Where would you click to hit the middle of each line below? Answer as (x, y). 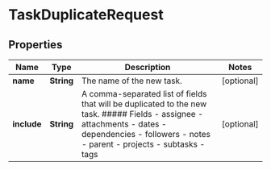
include (27, 124)
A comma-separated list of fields (144, 94)
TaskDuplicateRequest (86, 15)
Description (148, 67)
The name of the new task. (132, 81)
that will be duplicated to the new (144, 104)
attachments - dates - (124, 124)
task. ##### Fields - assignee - (142, 114)
